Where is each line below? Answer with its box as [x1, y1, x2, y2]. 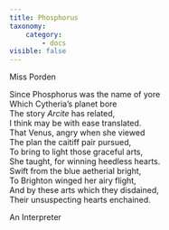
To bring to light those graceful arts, [9, 146, 144, 158]
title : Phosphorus [9, 13, 79, 23]
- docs [42, 38, 67, 48]
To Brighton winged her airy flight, [9, 175, 137, 186]
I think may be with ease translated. [9, 118, 142, 129]
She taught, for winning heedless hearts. [9, 156, 161, 167]
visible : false [9, 47, 67, 56]
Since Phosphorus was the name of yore [9, 89, 161, 100]
